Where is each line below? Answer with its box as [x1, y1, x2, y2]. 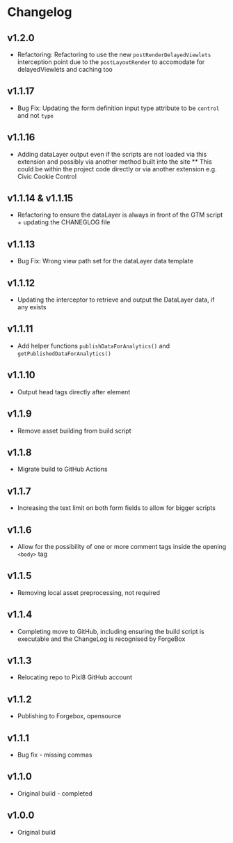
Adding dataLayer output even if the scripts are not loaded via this [17, 150, 207, 158]
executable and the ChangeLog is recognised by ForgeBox [17, 635, 186, 643]
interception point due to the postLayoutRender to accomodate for [17, 58, 205, 66]
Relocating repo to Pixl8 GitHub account [17, 673, 133, 681]
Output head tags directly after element [17, 387, 131, 396]
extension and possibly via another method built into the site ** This [17, 157, 212, 166]
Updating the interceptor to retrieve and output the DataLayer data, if [17, 295, 215, 304]
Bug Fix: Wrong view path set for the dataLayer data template [17, 257, 193, 265]
